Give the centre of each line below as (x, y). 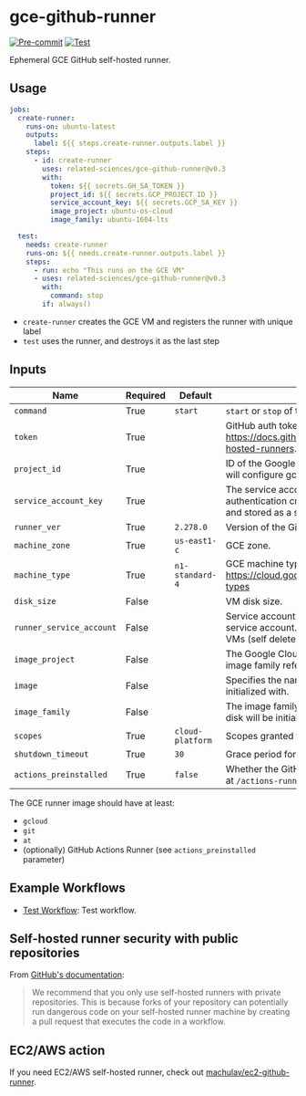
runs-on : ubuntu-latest (71, 126)
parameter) (44, 859)
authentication (256, 501)
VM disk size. (254, 601)
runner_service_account (66, 627)
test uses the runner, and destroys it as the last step (121, 340)
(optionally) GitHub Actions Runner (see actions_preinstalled (139, 850)
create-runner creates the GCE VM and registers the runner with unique (158, 321)
